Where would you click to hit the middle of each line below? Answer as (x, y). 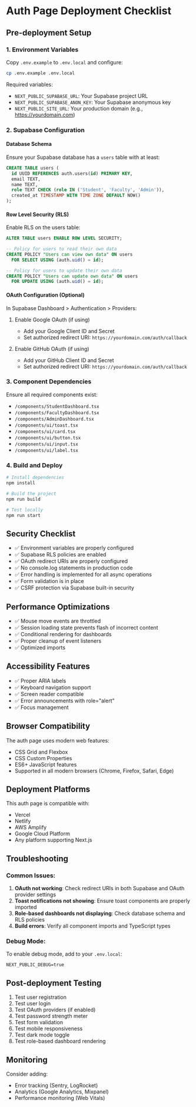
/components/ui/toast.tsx (46, 425)
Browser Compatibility (48, 726)
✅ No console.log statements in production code (74, 568)
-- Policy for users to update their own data (64, 271)
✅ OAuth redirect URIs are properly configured (71, 561)
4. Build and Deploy (34, 465)
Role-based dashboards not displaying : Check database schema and (100, 913)
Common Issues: (31, 875)
